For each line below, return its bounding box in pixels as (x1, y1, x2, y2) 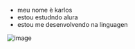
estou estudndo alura (17, 13, 78, 21)
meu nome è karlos (17, 6, 73, 14)
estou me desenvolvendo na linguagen (17, 21, 128, 28)
